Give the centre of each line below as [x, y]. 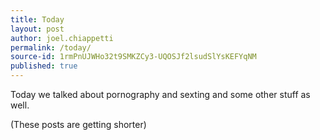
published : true [44, 66]
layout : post [37, 29]
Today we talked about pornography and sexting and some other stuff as [160, 94]
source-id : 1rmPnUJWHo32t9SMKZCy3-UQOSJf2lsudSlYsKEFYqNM [133, 57]
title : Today [37, 19]
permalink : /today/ [51, 47]
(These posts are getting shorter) [78, 124]
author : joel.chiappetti [62, 38]
